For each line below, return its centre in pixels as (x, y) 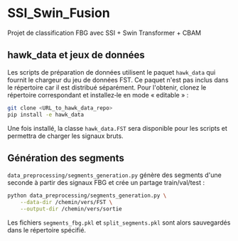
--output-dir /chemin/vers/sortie (71, 209)
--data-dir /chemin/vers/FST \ (66, 203)
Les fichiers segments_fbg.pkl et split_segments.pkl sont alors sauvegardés (119, 223)
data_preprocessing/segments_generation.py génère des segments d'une (114, 175)
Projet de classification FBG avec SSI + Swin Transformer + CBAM (104, 33)
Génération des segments (66, 158)
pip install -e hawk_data (45, 114)
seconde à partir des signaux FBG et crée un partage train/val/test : (106, 183)
